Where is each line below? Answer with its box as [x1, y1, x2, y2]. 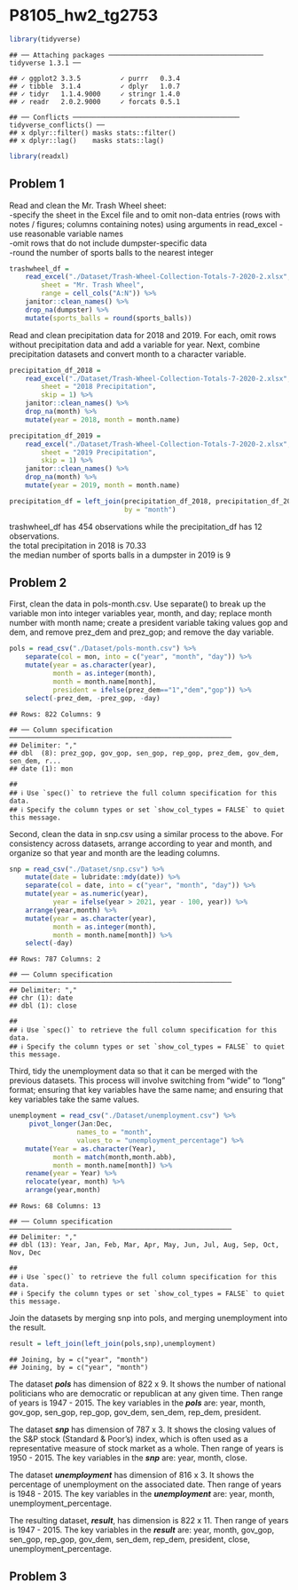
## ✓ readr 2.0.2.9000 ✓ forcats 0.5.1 [9, 97, 180, 107]
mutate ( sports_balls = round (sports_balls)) [25, 313, 192, 322]
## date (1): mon [9, 764, 74, 773]
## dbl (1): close [9, 1001, 77, 1010]
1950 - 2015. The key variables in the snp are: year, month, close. [9, 1452, 248, 1463]
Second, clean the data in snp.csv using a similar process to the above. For [9, 828, 284, 839]
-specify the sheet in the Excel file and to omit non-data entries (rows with [9, 210, 281, 220]
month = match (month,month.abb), [52, 1152, 176, 1161]
